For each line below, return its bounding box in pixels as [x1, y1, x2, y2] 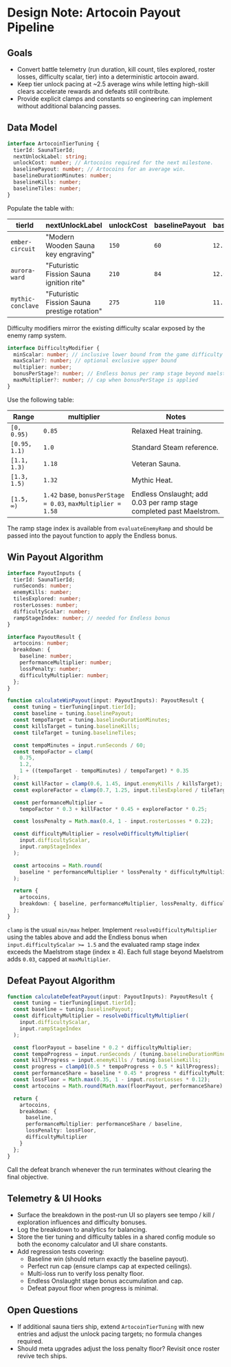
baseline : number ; [19, 653, 72, 660]
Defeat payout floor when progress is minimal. [27, 1284, 159, 1292]
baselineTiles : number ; [13, 185, 81, 192]
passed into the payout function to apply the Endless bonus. [7, 531, 177, 540]
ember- [10, 238, 32, 246]
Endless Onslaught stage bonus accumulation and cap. [27, 1277, 184, 1285]
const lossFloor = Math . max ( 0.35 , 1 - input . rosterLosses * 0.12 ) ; [13, 1076, 211, 1083]
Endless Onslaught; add [131, 489, 208, 498]
